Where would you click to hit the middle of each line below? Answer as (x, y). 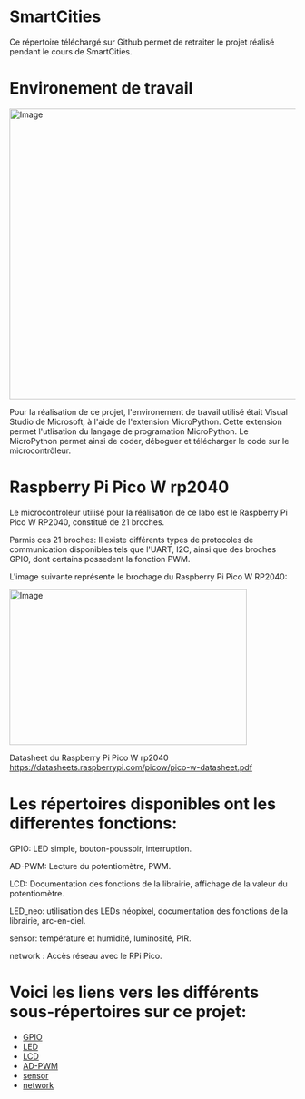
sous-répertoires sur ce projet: (128, 1011)
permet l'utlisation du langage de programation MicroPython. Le (129, 431)
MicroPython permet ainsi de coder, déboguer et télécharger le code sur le (149, 441)
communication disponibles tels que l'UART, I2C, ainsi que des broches (143, 549)
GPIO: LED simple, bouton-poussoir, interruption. (101, 848)
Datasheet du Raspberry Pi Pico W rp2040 (89, 757)
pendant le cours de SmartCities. (71, 51)
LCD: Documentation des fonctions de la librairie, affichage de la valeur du (148, 884)
